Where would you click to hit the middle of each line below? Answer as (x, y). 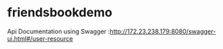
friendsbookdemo (60, 13)
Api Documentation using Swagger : (59, 31)
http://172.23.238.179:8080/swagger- (163, 31)
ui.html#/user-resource (40, 38)
